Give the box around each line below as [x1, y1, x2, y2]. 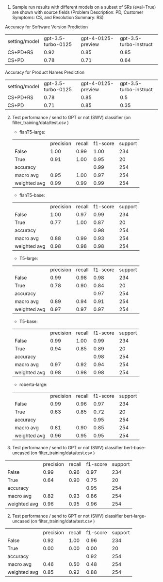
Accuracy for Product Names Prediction [5, 69, 85, 75]
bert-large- [124, 513, 147, 519]
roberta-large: [19, 381, 48, 387]
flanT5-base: [19, 192, 45, 198]
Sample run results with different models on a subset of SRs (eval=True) [12, 4, 156, 10]
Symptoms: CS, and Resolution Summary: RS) [12, 15, 104, 20]
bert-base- [124, 445, 146, 450]
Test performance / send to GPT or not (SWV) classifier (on [12, 115, 131, 120]
